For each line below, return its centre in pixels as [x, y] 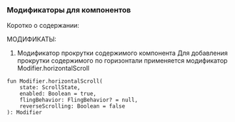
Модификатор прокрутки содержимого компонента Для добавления [122, 53]
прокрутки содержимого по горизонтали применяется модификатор [122, 61]
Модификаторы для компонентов [69, 10]
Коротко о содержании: [43, 26]
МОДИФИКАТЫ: [31, 39]
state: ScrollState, [50, 88]
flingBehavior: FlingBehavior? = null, [79, 100]
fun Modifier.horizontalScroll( [55, 81]
